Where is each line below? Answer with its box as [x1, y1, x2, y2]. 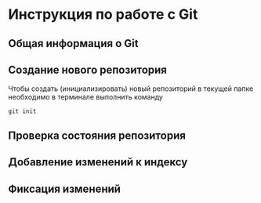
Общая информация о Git [8, 37, 139, 50]
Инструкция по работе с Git [8, 5, 198, 24]
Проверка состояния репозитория [8, 129, 187, 142]
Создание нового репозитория [8, 63, 167, 76]
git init [8, 107, 37, 115]
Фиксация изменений [8, 182, 121, 195]
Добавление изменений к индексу [8, 155, 188, 169]
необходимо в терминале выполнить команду [8, 92, 163, 102]
